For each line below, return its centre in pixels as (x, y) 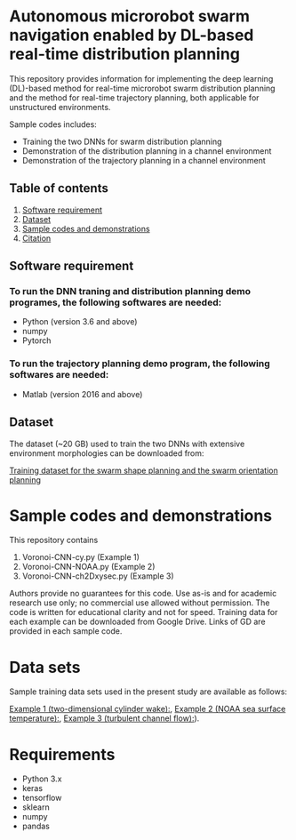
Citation (36, 238)
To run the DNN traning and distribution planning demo (130, 292)
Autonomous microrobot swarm (130, 16)
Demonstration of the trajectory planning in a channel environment (144, 160)
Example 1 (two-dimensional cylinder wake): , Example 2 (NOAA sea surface (148, 709)
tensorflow (42, 798)
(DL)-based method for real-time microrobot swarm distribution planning (142, 88)
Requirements (62, 754)
